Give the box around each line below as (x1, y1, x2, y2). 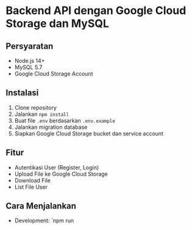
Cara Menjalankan (5, 201, 77, 211)
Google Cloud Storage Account (14, 70, 93, 77)
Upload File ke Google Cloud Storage (14, 170, 108, 178)
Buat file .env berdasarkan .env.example (14, 117, 115, 124)
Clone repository (14, 104, 57, 111)
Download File (14, 176, 51, 184)
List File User (14, 183, 48, 190)
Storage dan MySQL (5, 16, 109, 31)
